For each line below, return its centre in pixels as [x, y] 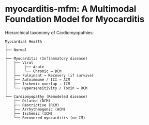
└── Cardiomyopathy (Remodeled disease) [46, 96]
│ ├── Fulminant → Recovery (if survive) [50, 75]
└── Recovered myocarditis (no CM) [50, 118]
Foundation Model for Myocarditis [75, 19]
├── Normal [16, 50]
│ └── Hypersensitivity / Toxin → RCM [46, 88]
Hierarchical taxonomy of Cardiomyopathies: [50, 32]
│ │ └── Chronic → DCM [33, 71]
